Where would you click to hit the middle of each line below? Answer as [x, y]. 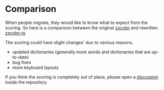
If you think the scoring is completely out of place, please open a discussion [82, 77]
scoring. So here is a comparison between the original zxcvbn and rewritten [82, 27]
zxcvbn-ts [15, 33]
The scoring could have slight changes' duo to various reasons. [69, 42]
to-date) [21, 57]
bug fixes [22, 62]
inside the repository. [26, 82]
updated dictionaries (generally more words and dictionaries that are [81, 52]
